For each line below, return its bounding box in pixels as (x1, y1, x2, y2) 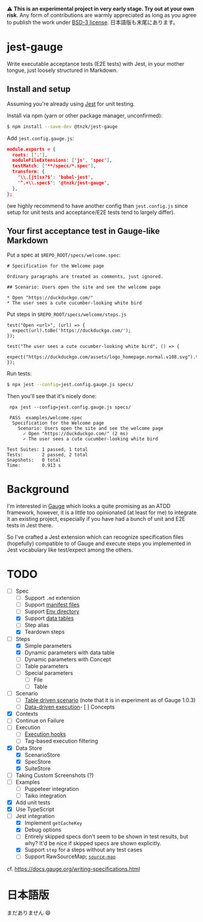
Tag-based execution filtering (24, 737, 98, 745)
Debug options (24, 826, 62, 833)
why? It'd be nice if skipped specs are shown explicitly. (24, 840, 161, 847)
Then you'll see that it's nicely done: (7, 393, 97, 400)
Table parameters (24, 662, 69, 669)
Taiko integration (24, 791, 67, 799)
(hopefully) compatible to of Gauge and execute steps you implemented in (7, 540, 192, 547)
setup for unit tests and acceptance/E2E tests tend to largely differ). (7, 208, 175, 216)
